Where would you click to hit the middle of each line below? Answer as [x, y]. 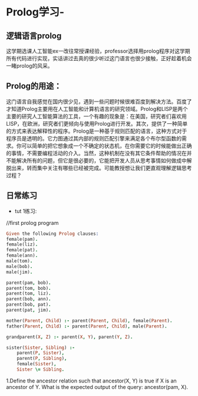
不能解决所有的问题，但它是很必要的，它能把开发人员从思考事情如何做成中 [96, 161]
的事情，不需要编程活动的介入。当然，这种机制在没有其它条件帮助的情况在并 [99, 153]
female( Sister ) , [37, 364]
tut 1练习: [26, 211]
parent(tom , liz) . [29, 294]
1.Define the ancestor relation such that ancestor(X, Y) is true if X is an [91, 381]
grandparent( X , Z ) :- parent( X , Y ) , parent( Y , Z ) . [70, 337]
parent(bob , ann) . [29, 299]
